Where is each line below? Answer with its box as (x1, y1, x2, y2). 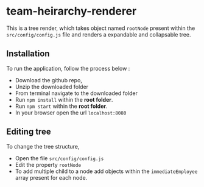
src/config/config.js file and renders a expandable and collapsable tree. (6, 30, 191, 38)
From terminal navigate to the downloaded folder (15, 90, 138, 97)
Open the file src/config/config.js (15, 154, 104, 162)
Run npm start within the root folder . (15, 102, 108, 110)
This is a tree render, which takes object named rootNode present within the (6, 24, 195, 32)
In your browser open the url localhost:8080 (15, 108, 127, 116)
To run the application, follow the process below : (6, 65, 130, 72)
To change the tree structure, (6, 143, 80, 150)
